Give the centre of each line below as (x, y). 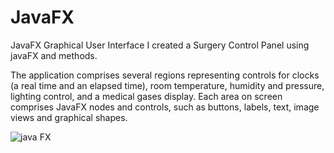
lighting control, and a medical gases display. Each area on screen (146, 96)
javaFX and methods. (54, 55)
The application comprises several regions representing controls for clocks (165, 75)
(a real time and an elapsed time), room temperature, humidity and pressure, (167, 85)
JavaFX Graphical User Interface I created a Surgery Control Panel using (160, 45)
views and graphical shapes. (69, 117)
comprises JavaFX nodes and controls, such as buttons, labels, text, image (165, 107)
